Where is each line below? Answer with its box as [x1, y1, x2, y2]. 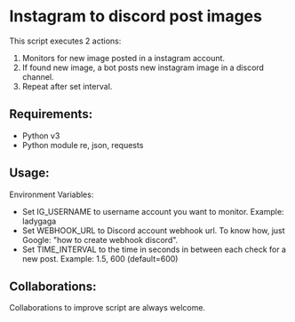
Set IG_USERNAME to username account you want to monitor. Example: [21, 206, 284, 216]
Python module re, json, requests [21, 139, 144, 150]
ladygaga [21, 216, 57, 226]
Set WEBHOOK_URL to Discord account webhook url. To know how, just [21, 224, 286, 236]
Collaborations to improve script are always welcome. [9, 302, 206, 313]
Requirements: [9, 106, 93, 122]
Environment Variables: [9, 189, 94, 200]
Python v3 [21, 130, 60, 141]
